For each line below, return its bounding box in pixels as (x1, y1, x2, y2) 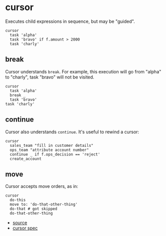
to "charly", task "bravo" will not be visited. (5, 74, 94, 80)
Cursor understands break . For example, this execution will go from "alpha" (5, 68, 161, 74)
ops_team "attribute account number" (10, 147, 89, 152)
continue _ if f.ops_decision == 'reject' (10, 151, 100, 157)
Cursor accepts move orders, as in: (5, 183, 78, 189)
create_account (10, 156, 42, 161)
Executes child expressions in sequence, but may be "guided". (5, 18, 135, 24)
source (12, 220, 28, 226)
